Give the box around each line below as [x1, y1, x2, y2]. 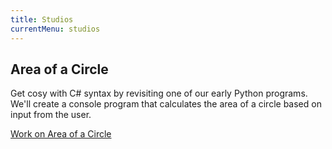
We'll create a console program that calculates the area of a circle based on [10, 98, 322, 110]
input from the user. [10, 109, 92, 121]
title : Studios [10, 14, 74, 25]
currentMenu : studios [10, 24, 101, 34]
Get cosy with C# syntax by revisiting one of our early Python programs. [10, 87, 308, 100]
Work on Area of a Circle [10, 128, 112, 140]
